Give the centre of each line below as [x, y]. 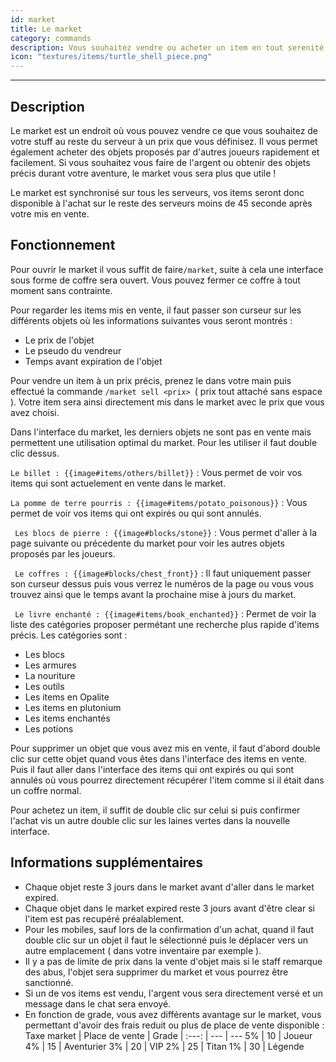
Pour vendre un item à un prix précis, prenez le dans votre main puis [151, 380]
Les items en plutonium [73, 707]
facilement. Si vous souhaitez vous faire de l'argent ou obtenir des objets [160, 162]
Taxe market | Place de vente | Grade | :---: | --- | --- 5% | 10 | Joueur [168, 1035]
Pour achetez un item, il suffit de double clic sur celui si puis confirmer [155, 810]
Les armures [50, 665]
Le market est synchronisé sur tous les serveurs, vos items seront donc [157, 192]
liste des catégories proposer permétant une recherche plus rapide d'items [165, 624]
